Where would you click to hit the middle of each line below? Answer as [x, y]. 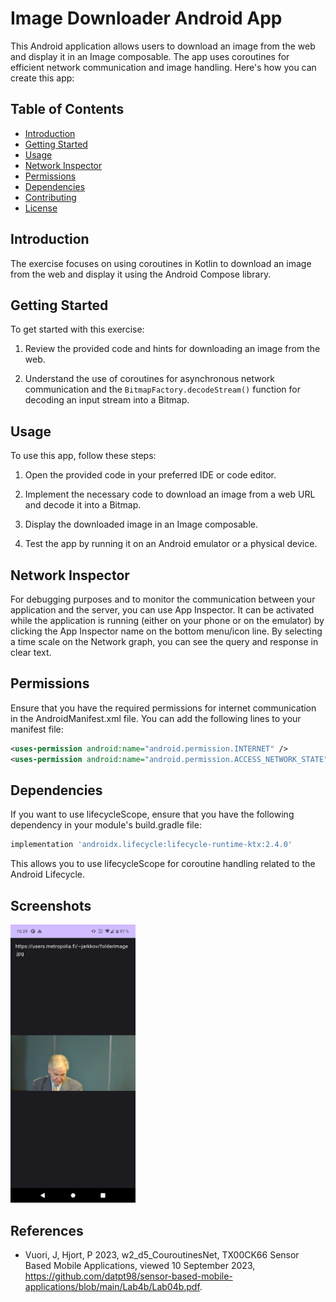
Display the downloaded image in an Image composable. [141, 524]
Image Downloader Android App [146, 18]
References [47, 1230]
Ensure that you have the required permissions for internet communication [163, 708]
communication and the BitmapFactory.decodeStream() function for [162, 389]
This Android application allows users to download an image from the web [163, 46]
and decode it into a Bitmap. [83, 505]
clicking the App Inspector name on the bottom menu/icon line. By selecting [166, 631]
